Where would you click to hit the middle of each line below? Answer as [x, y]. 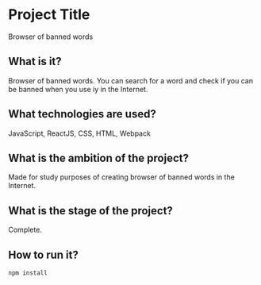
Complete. [25, 230]
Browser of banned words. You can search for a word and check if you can [131, 80]
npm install [28, 273]
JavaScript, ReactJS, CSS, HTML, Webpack [79, 133]
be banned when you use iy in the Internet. [78, 89]
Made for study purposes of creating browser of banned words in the [122, 177]
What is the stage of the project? [90, 211]
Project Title [49, 15]
